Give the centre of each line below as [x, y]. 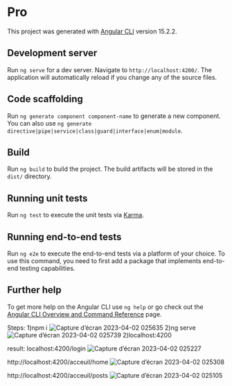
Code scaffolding [45, 99]
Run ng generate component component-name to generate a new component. [114, 116]
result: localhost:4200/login [47, 349]
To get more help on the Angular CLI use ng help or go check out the [105, 307]
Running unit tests [47, 198]
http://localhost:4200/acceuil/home [58, 362]
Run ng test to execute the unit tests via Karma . [75, 215]
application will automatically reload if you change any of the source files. [112, 77]
